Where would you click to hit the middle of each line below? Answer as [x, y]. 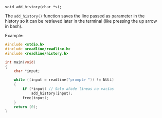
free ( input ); [36, 98]
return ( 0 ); [26, 107]
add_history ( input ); [52, 93]
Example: [14, 36]
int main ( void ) [20, 62]
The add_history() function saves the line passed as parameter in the [75, 16]
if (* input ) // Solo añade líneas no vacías [68, 89]
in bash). [14, 26]
